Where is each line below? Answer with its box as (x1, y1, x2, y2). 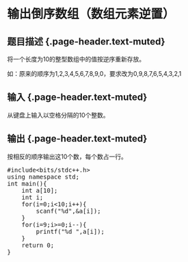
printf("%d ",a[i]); (36, 227, 105, 235)
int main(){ (7, 179, 47, 187)
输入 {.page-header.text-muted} (7, 92, 148, 103)
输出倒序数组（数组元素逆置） (7, 6, 176, 22)
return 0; (21, 241, 55, 249)
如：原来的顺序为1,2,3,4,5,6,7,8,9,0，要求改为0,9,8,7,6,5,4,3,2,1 (7, 70, 182, 77)
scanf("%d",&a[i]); (36, 207, 101, 215)
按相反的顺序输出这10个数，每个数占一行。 (7, 152, 128, 161)
